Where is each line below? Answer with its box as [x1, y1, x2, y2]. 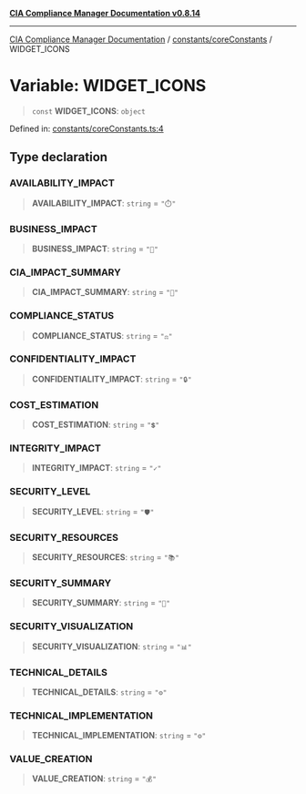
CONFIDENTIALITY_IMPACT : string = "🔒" [31, 373, 192, 384]
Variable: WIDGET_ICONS [9, 76, 207, 97]
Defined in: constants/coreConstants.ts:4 [9, 123, 164, 134]
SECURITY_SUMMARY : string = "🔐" [31, 597, 171, 608]
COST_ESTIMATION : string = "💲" [31, 419, 160, 431]
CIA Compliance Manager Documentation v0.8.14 [9, 8, 200, 18]
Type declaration [9, 149, 107, 165]
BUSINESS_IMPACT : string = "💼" [31, 243, 159, 254]
